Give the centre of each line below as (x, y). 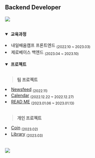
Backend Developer (33, 7)
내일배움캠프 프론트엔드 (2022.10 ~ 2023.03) (51, 46)
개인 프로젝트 (29, 118)
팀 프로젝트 (27, 79)
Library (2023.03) (27, 135)
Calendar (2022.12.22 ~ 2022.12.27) (43, 96)
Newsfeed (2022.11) (29, 90)
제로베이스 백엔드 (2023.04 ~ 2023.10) (45, 53)
